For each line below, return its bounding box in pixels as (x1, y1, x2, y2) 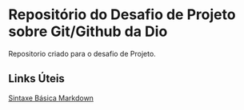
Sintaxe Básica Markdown (8, 93, 94, 103)
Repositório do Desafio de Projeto (8, 6, 236, 24)
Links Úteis (8, 72, 66, 85)
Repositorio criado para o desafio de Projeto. (8, 49, 156, 58)
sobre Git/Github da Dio (8, 22, 168, 41)
